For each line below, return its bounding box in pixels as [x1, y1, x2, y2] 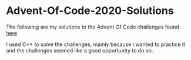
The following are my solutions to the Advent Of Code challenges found [6, 23, 179, 30]
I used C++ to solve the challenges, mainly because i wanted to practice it [6, 41, 185, 48]
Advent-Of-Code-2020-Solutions [6, 4, 175, 17]
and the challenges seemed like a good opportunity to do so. [6, 47, 153, 54]
